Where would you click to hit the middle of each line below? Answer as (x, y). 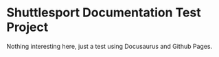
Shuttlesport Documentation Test (104, 13)
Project (27, 27)
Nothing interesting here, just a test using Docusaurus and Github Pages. (109, 46)
